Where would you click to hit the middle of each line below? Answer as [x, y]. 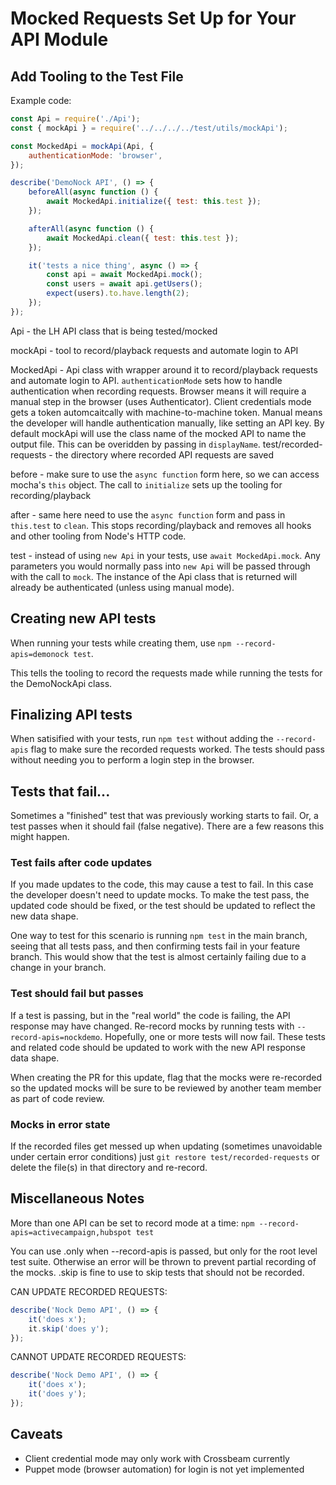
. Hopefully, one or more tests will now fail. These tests [212, 1036]
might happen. [40, 837]
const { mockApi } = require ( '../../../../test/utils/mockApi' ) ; [149, 128]
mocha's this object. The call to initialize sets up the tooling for [146, 484]
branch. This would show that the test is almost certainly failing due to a [158, 957]
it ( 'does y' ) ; [57, 1394]
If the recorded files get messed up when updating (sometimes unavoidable [166, 1146]
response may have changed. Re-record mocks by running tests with [152, 1026]
